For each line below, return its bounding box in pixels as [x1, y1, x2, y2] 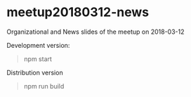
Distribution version [6, 68, 64, 77]
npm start [23, 54, 52, 63]
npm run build [23, 82, 65, 90]
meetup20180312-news [6, 4, 150, 20]
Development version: [6, 41, 70, 49]
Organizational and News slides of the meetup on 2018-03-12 [6, 27, 185, 36]
